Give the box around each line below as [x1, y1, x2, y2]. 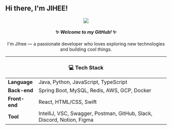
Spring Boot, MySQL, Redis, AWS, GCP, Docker [38, 87, 152, 94]
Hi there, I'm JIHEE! [5, 4, 68, 13]
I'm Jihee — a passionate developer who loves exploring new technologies [7, 41, 165, 47]
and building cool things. [60, 46, 112, 53]
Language [8, 79, 33, 86]
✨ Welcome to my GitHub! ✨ [55, 29, 117, 35]
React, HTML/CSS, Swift [38, 98, 97, 105]
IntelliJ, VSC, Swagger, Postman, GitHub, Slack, [38, 110, 153, 117]
